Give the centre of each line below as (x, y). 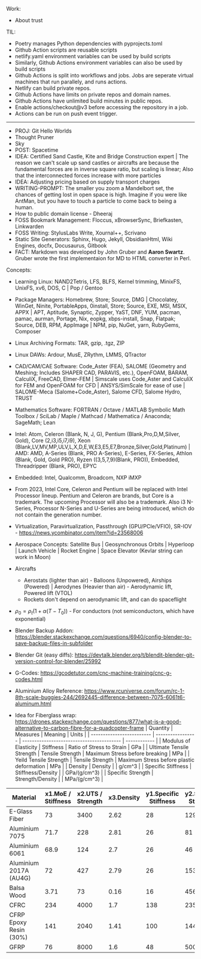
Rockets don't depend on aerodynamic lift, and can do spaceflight (105, 599)
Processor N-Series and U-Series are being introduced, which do (114, 508)
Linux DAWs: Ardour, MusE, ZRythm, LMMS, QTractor (80, 354)
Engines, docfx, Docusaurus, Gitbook (61, 246)
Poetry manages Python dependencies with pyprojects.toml (89, 43)
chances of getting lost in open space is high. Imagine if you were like (101, 195)
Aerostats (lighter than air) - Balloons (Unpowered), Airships (98, 580)
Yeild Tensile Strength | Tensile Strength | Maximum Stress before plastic (104, 760)
